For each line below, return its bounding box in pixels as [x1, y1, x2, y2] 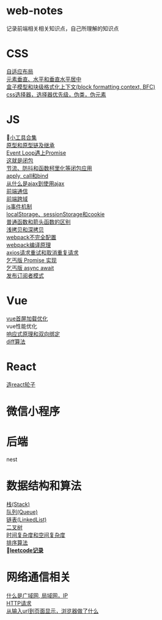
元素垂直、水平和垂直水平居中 [6, 75, 81, 83]
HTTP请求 [6, 599, 32, 606]
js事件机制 [6, 203, 32, 210]
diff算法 [6, 338, 26, 345]
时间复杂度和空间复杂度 [6, 531, 65, 538]
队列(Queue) [6, 508, 38, 516]
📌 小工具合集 [6, 133, 37, 141]
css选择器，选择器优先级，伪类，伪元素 [6, 90, 106, 98]
